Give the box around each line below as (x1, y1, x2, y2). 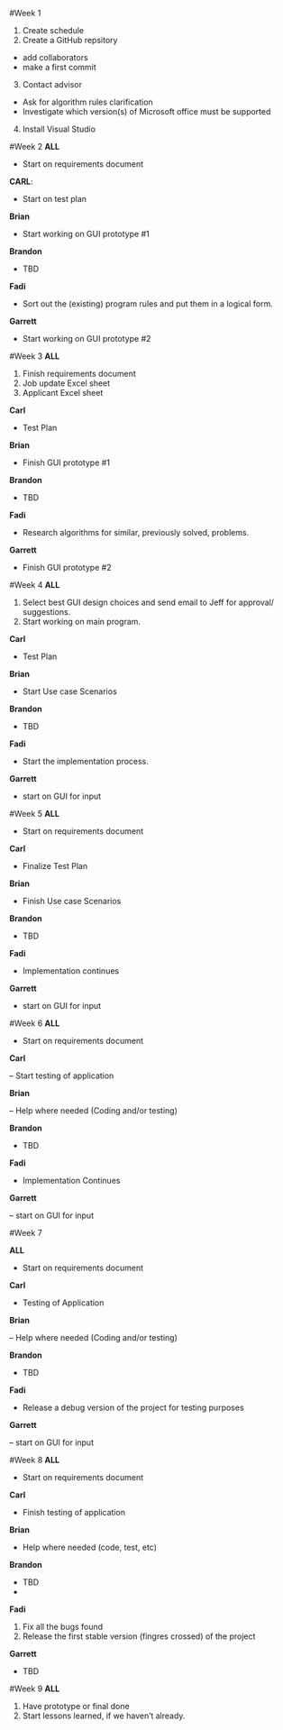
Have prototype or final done (22, 1701, 130, 1711)
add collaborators (22, 52, 88, 62)
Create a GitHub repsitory (22, 35, 118, 45)
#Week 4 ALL (9, 580, 60, 590)
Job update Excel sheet (22, 378, 111, 389)
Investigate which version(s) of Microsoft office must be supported (22, 106, 271, 116)
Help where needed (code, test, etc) (22, 1542, 158, 1552)
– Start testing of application (9, 1070, 114, 1081)
